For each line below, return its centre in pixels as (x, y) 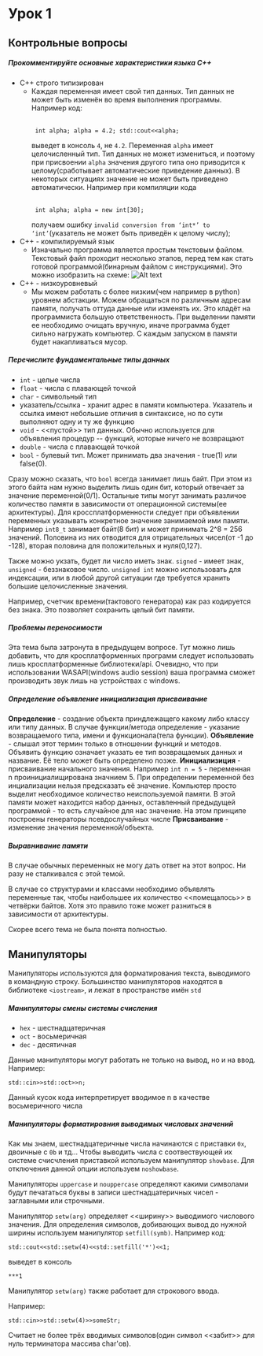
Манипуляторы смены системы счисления (83, 1008)
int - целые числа (50, 380)
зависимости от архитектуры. (58, 914)
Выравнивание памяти (48, 846)
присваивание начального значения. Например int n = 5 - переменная (130, 769)
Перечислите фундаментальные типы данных (89, 360)
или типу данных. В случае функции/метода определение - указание (124, 727)
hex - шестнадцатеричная (62, 1028)
